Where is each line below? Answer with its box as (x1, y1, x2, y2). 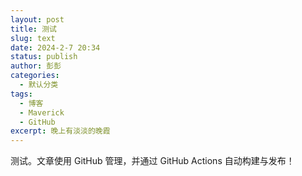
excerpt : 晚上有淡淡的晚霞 (10, 126, 111, 136)
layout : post (10, 14, 65, 25)
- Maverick (19, 107, 65, 118)
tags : (10, 89, 33, 99)
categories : (10, 71, 60, 81)
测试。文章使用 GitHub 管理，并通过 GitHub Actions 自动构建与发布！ (10, 155, 295, 167)
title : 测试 (10, 24, 57, 34)
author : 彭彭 (10, 61, 62, 71)
